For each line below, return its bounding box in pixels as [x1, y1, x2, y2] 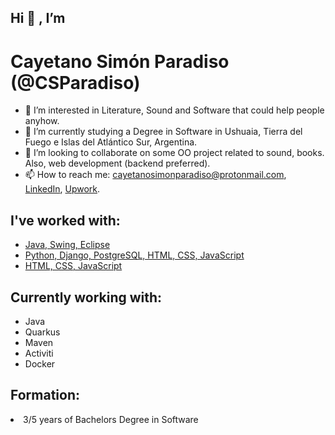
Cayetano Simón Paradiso [10, 50, 230, 73]
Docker [24, 357, 56, 370]
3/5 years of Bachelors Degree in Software [23, 413, 199, 425]
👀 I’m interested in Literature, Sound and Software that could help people [24, 104, 325, 116]
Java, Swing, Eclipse [24, 239, 111, 251]
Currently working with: [10, 289, 163, 306]
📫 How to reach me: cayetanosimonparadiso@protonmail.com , [24, 169, 287, 181]
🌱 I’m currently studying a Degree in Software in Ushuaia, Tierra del [24, 126, 303, 138]
